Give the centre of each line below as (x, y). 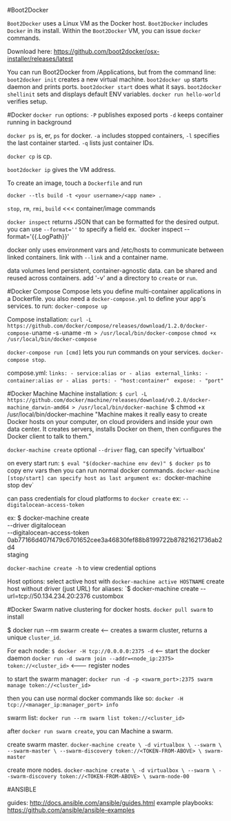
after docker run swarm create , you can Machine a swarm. (90, 731)
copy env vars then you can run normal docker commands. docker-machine (113, 470)
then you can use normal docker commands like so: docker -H (96, 698)
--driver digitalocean (37, 525)
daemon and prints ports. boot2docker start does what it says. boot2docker (114, 87)
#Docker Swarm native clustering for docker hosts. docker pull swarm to (110, 609)
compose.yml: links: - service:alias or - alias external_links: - (108, 373)
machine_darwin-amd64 (38, 407)
